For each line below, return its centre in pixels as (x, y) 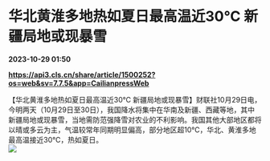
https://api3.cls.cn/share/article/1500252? (82, 74)
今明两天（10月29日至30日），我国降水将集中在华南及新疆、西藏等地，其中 (132, 110)
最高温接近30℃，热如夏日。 (55, 139)
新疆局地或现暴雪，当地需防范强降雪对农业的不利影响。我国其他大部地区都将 (135, 119)
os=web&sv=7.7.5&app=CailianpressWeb (79, 83)
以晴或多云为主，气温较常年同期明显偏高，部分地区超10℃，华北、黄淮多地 (132, 130)
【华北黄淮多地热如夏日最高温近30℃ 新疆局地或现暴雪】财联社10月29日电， (135, 99)
